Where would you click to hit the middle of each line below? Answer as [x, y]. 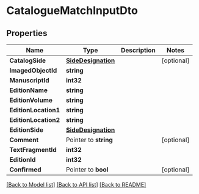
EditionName [28, 90]
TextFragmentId [33, 150]
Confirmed [25, 170]
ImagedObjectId [33, 70]
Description [138, 50]
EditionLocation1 [35, 110]
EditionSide [27, 130]
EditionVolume [31, 100]
